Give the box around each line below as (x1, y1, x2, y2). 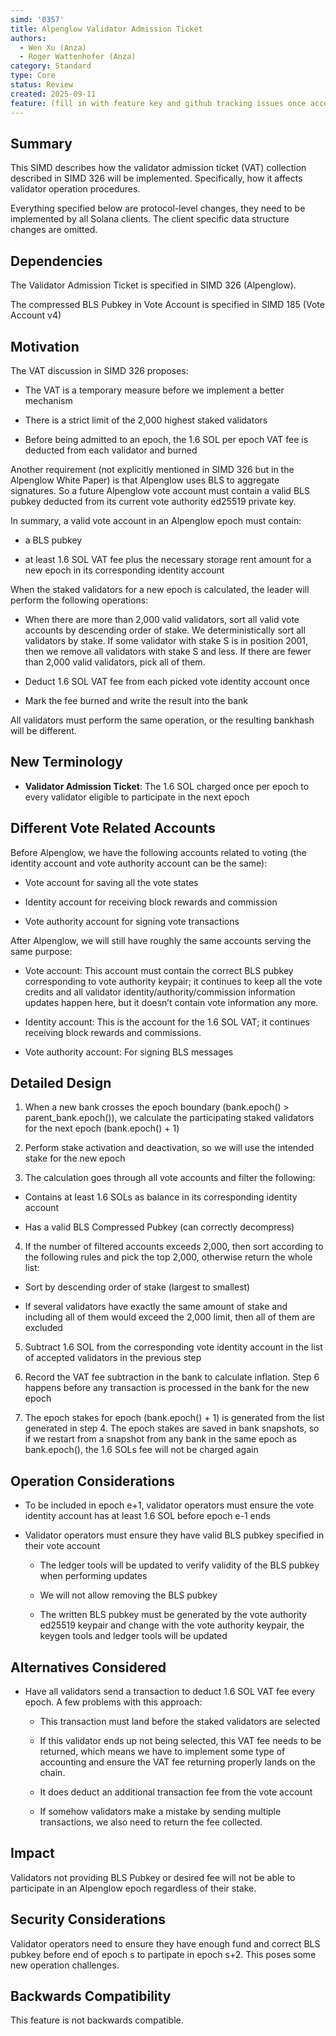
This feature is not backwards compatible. (10, 2014, 184, 2026)
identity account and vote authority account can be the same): (10, 857, 268, 869)
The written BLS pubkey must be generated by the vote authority (39, 1609, 308, 1621)
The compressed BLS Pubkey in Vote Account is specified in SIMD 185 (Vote (10, 299, 325, 311)
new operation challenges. (10, 1959, 120, 1971)
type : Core (10, 71, 56, 81)
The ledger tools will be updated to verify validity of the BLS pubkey (39, 1559, 320, 1571)
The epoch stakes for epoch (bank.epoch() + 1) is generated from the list (24, 1412, 325, 1424)
